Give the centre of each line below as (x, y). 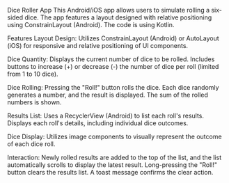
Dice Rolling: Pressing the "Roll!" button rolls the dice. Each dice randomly (113, 87)
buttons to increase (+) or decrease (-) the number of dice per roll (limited (113, 66)
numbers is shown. (34, 102)
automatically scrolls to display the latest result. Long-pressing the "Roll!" (112, 165)
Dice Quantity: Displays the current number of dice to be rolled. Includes (111, 59)
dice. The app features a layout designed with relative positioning (118, 17)
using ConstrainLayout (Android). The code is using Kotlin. (91, 25)
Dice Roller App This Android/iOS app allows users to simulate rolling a (109, 10)
